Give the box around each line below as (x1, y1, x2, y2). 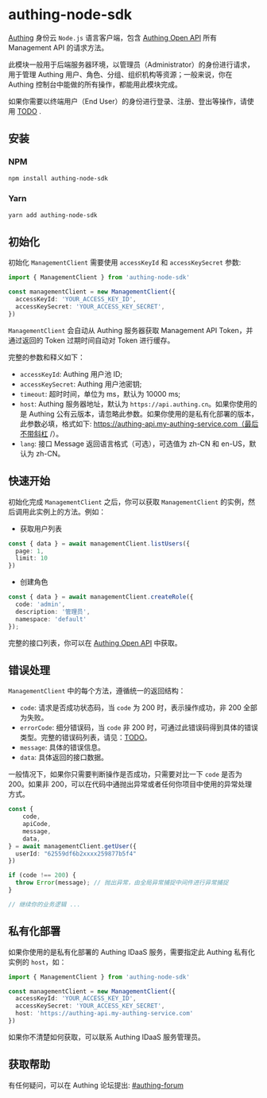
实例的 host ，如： (8, 956, 67, 967)
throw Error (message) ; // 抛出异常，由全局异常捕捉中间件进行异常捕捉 (15, 879, 229, 887)
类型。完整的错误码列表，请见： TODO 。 (19, 733, 152, 743)
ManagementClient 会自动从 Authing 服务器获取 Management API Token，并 (8, 325, 253, 335)
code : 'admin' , (15, 600, 66, 609)
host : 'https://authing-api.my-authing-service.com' (15, 1010, 194, 1018)
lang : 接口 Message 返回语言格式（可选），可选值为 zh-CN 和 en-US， (19, 439, 250, 448)
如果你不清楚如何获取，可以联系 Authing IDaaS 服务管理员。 (8, 1032, 205, 1042)
